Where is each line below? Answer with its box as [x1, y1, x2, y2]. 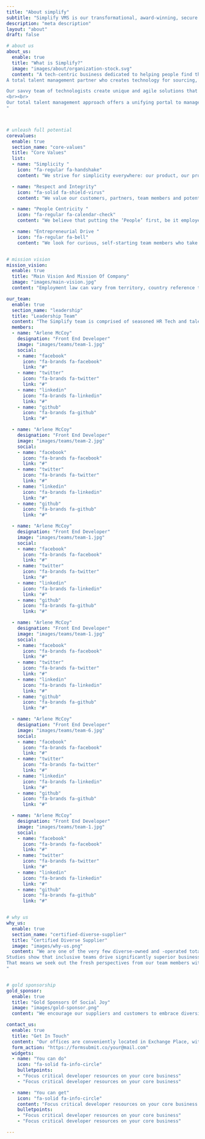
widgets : [12, 1050, 34, 1056]
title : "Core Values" [12, 149, 67, 156]
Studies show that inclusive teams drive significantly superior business [6, 954, 201, 961]
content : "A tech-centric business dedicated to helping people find [12, 71, 192, 77]
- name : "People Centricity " [12, 206, 88, 212]
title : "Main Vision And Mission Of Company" [12, 273, 130, 279]
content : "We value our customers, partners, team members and [17, 195, 182, 201]
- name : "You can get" [12, 1089, 70, 1095]
